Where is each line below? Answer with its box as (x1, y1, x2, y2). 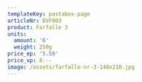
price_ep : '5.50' (7, 51, 59, 58)
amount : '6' (13, 37, 50, 44)
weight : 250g (13, 43, 53, 51)
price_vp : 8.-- (7, 57, 53, 64)
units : (7, 30, 27, 38)
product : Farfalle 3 (7, 24, 69, 31)
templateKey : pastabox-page (7, 10, 91, 18)
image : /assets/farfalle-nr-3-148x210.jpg (7, 63, 135, 71)
